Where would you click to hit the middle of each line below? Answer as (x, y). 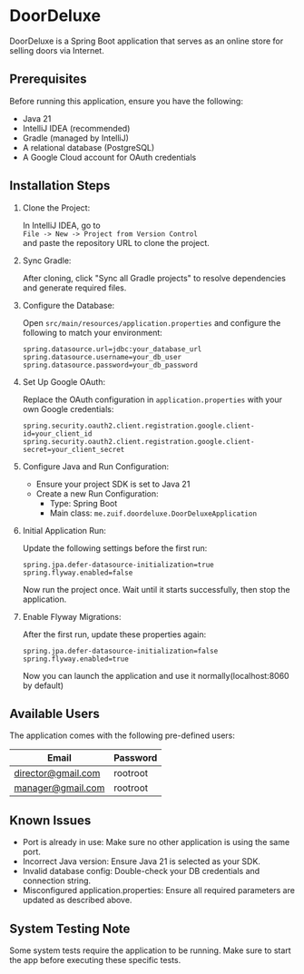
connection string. (57, 881)
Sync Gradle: (47, 261)
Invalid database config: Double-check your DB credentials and (141, 871)
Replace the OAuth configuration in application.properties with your (152, 399)
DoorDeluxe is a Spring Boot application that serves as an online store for (147, 41)
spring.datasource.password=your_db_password (110, 365)
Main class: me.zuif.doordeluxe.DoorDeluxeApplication (153, 513)
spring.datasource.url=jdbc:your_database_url (112, 349)
